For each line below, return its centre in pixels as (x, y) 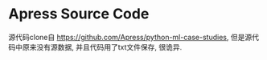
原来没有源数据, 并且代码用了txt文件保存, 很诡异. (102, 47)
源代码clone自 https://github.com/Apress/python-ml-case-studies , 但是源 (130, 37)
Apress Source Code (79, 14)
